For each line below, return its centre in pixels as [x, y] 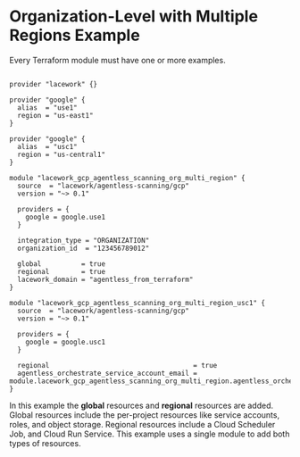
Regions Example [75, 35]
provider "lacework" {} [54, 84]
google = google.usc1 [65, 342]
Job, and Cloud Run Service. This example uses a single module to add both [150, 434]
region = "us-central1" [61, 154]
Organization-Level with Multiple [134, 17]
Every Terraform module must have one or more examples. [117, 60]
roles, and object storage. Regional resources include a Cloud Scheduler [142, 424]
